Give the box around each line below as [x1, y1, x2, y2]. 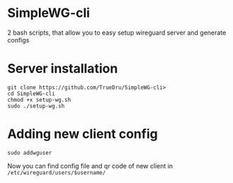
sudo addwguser [7, 149, 52, 156]
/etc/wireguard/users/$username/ [7, 169, 106, 176]
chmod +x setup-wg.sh [7, 96, 72, 103]
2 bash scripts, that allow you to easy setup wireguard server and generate [7, 28, 227, 37]
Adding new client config [7, 126, 158, 142]
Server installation [7, 61, 118, 77]
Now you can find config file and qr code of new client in [7, 161, 174, 170]
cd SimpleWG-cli [7, 90, 55, 97]
